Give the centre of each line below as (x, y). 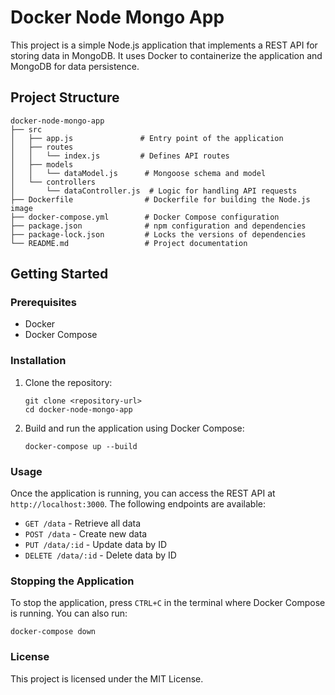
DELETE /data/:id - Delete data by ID (100, 555)
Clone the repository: (68, 382)
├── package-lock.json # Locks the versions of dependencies (158, 234)
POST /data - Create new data (86, 534)
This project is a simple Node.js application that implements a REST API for (164, 45)
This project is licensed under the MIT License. (107, 678)
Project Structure (65, 97)
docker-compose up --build (81, 446)
